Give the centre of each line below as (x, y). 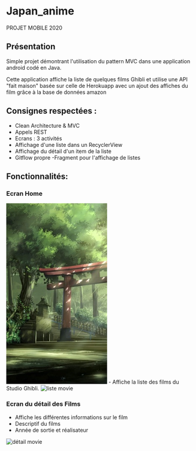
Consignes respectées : (52, 111)
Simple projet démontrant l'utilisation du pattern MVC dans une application (98, 61)
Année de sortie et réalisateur (52, 430)
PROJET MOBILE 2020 (34, 28)
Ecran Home (25, 193)
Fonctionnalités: (37, 176)
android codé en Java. (34, 67)
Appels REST (31, 132)
